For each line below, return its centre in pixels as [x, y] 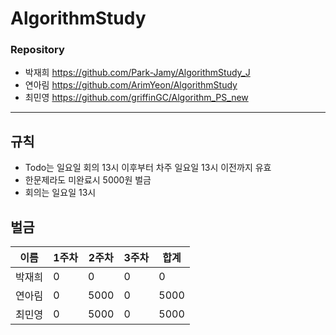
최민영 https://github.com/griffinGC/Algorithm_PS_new [136, 98]
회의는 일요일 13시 [60, 193]
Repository [37, 50]
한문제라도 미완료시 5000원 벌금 [88, 180]
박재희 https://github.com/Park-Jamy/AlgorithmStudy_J [137, 73]
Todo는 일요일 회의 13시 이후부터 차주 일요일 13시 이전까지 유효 [148, 168]
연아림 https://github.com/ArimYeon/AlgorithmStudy [131, 85]
